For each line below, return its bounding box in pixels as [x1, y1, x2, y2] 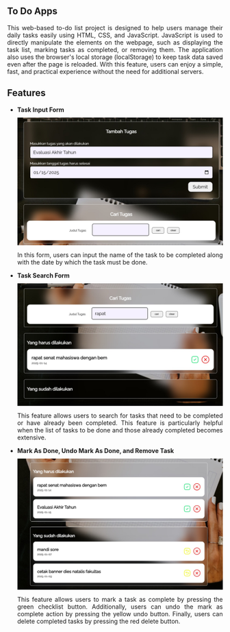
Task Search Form [16, 271, 70, 280]
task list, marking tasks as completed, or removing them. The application [7, 45, 223, 53]
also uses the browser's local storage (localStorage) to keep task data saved [7, 53, 223, 61]
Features [7, 87, 46, 99]
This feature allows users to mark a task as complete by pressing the [16, 596, 223, 604]
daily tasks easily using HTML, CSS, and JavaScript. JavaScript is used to [7, 31, 223, 39]
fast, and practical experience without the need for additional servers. [7, 67, 204, 75]
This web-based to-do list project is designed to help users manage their [7, 23, 223, 32]
